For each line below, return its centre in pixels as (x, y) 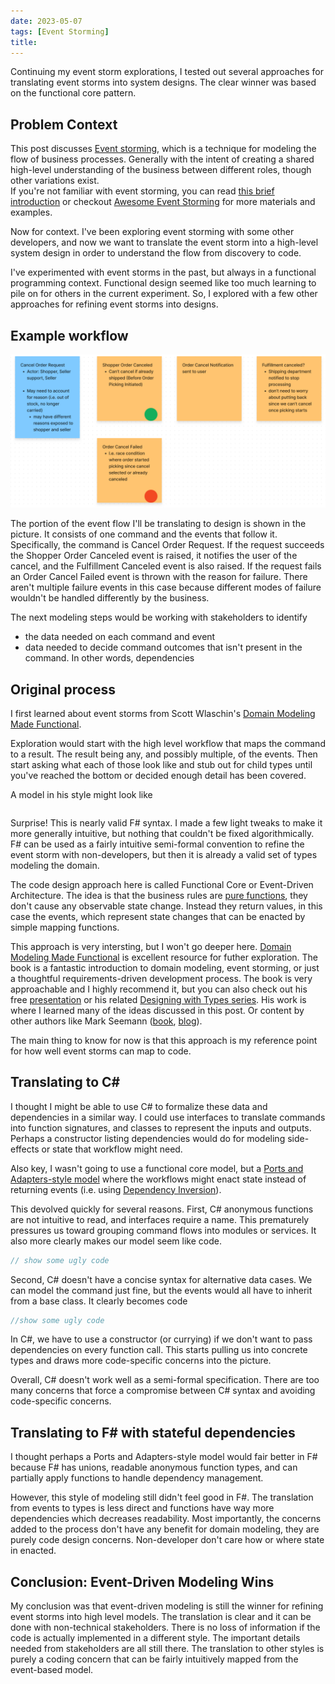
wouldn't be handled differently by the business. (110, 598)
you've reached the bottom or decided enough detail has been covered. (158, 775)
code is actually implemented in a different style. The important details (155, 1638)
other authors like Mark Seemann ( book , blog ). (106, 1021)
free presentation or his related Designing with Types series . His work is (158, 999)
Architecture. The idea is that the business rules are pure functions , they (159, 895)
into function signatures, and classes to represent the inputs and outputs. (161, 1127)
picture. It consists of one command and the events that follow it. (144, 534)
